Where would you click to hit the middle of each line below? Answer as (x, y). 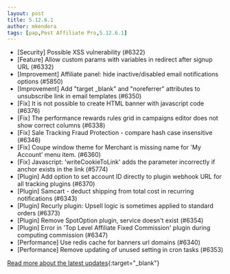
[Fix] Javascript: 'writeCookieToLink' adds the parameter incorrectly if (116, 162)
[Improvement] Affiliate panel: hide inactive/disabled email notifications (117, 74)
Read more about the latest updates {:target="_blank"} (83, 263)
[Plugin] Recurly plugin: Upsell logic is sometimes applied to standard (115, 206)
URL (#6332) (35, 67)
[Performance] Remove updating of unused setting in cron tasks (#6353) (120, 250)
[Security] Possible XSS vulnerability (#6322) (81, 52)
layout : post (26, 13)
